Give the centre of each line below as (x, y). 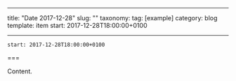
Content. (20, 71)
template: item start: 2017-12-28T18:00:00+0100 (77, 25)
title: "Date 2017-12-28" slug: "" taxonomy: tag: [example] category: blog (112, 18)
